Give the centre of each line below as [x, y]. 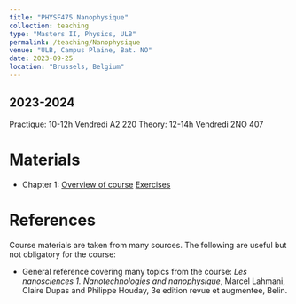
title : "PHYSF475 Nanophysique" [69, 17]
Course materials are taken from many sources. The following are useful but [148, 245]
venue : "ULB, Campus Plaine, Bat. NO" [81, 51]
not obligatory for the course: [63, 254]
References [52, 220]
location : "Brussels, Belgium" [67, 67]
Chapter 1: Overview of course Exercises [96, 184]
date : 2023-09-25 [41, 58]
